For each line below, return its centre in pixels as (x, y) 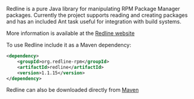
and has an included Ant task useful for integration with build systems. (94, 21)
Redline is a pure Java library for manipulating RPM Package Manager (93, 9)
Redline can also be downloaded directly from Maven (73, 90)
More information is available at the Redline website (70, 33)
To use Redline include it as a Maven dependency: (69, 45)
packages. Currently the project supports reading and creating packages (97, 15)
